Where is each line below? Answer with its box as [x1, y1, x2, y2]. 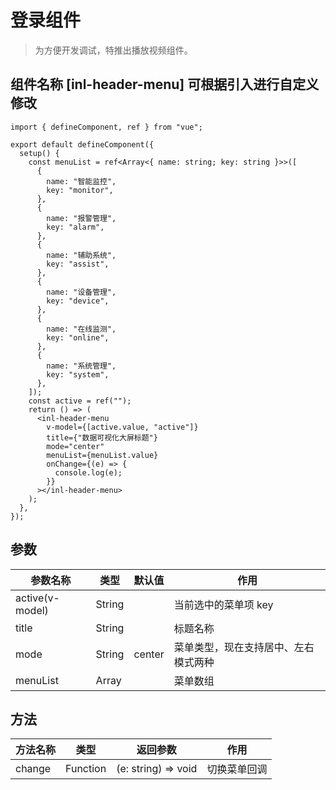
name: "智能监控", [46, 176, 117, 186]
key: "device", [46, 296, 110, 306]
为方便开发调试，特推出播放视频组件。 [34, 44, 193, 56]
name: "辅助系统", [46, 250, 117, 260]
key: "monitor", [46, 185, 114, 195]
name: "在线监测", [46, 324, 117, 334]
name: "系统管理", [46, 361, 117, 371]
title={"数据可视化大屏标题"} [46, 432, 158, 443]
